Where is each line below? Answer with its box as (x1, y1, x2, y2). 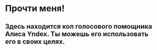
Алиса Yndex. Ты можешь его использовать (5, 30, 149, 38)
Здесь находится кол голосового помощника (5, 22, 153, 31)
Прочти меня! (5, 3, 65, 14)
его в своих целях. (5, 37, 65, 46)
